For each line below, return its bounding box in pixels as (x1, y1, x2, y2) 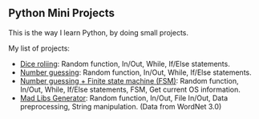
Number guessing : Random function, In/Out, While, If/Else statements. (19, 68, 252, 77)
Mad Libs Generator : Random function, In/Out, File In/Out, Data (19, 92, 229, 103)
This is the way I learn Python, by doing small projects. (8, 27, 188, 37)
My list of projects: (8, 43, 71, 53)
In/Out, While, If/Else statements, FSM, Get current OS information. (19, 84, 241, 94)
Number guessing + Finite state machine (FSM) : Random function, (19, 76, 239, 85)
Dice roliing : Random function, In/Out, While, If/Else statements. (19, 59, 230, 68)
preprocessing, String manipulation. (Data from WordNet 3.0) (19, 101, 222, 111)
